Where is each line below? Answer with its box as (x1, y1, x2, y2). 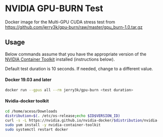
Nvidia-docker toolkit (5, 98, 49, 104)
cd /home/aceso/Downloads (5, 109, 57, 114)
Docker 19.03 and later (5, 77, 52, 83)
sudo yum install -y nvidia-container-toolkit (5, 122, 101, 127)
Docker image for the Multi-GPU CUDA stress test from (5, 19, 115, 25)
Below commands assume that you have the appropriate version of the (5, 51, 147, 57)
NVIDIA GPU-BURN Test (5, 3, 103, 14)
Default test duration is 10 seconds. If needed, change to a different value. (5, 66, 153, 71)
